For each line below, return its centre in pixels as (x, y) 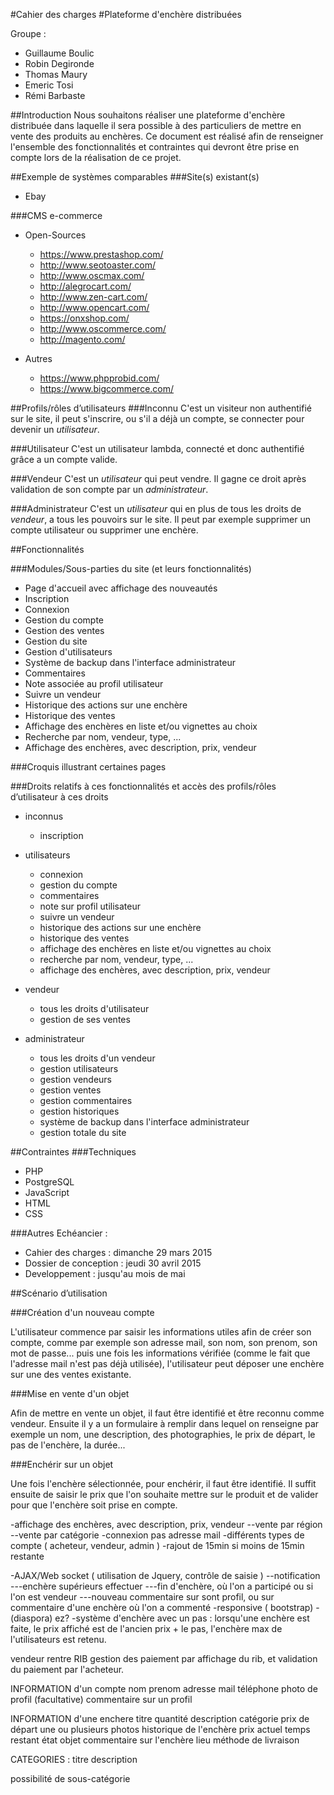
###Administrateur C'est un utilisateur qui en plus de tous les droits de (156, 508)
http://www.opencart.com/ (94, 307)
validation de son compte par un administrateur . (109, 489)
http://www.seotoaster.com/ (98, 265)
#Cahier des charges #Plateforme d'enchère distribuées (126, 14)
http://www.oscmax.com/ (92, 275)
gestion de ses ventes (85, 1019)
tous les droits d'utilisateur (94, 1008)
